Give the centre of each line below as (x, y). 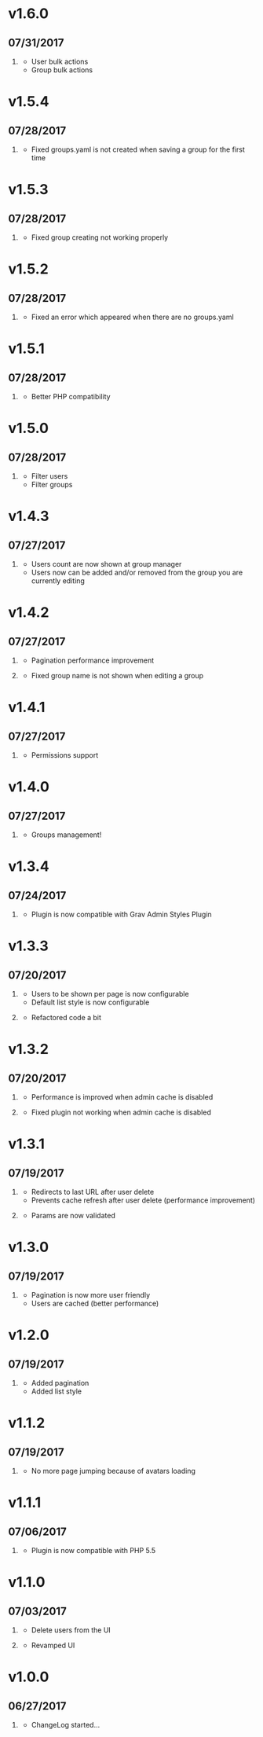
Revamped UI (53, 1645)
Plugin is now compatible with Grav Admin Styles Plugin (121, 914)
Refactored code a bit (66, 1017)
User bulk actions (60, 61)
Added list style (57, 1391)
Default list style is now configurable (90, 1002)
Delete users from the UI (71, 1630)
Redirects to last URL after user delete (93, 1192)
